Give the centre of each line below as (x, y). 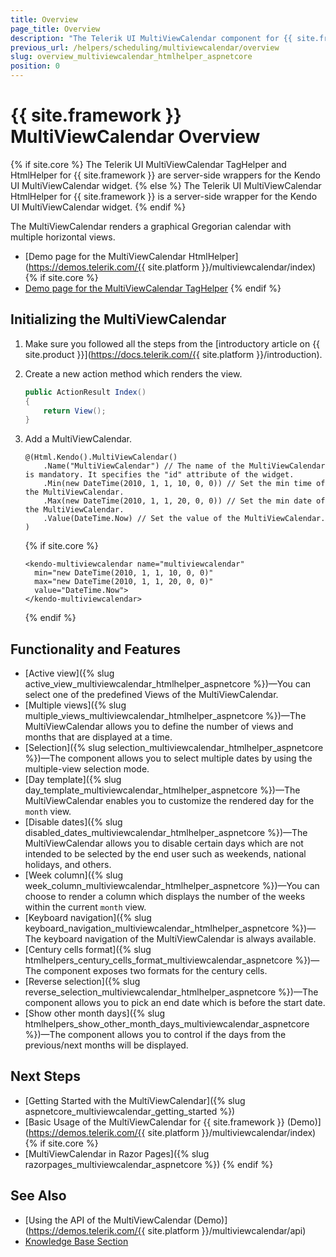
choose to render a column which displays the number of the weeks (165, 897)
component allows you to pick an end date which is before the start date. (175, 1003)
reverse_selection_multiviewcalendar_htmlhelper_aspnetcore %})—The (171, 992)
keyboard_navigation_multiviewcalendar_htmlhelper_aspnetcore (157, 928)
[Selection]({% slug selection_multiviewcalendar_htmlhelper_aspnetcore (174, 748)
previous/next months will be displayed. (106, 1045)
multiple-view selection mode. (87, 769)
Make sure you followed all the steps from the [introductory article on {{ (172, 343)
